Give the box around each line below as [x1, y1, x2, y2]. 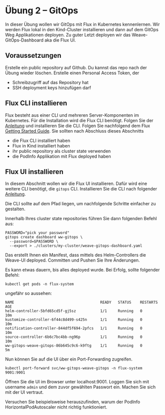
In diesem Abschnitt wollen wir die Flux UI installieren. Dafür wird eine [5, 181, 147, 186]
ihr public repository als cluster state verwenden [12, 148, 111, 154]
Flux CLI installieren [5, 99, 68, 107]
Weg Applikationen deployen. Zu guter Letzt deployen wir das [5, 32, 131, 38]
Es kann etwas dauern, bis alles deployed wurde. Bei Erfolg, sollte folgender [5, 267, 160, 273]
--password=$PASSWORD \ [9, 239, 58, 244]
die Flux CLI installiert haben [12, 138, 71, 143]
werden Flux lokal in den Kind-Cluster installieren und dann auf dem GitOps [5, 26, 159, 32]
